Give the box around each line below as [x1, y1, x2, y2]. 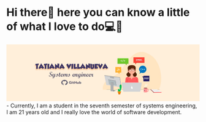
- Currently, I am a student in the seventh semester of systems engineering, [6, 102, 197, 109]
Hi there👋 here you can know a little [6, 5, 190, 20]
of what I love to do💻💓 [6, 20, 123, 34]
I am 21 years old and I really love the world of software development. [6, 109, 182, 116]
